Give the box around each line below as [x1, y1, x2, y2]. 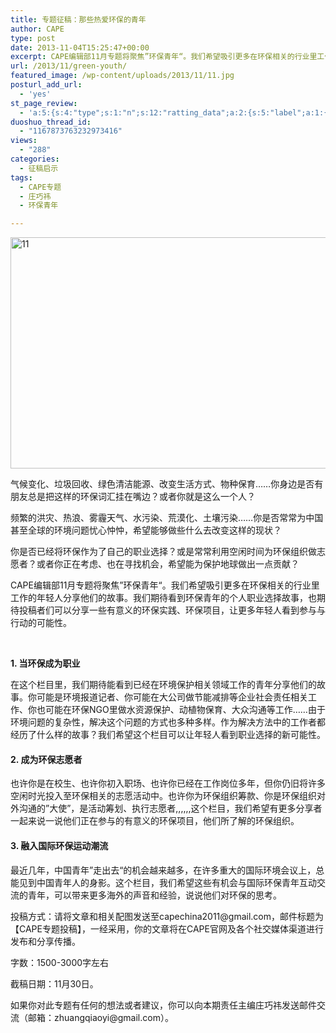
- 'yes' [19, 89, 52, 99]
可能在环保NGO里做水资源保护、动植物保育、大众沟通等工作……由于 [44, 704, 326, 716]
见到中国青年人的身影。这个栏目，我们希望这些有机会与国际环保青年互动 [18, 876, 317, 888]
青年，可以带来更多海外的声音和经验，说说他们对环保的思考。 [27, 889, 282, 901]
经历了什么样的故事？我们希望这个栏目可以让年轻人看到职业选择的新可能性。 [10, 729, 326, 741]
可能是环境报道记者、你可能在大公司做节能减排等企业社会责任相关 [36, 691, 308, 703]
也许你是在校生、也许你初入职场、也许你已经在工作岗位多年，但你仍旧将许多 [10, 777, 326, 790]
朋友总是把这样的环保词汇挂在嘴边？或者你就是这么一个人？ [10, 491, 256, 503]
